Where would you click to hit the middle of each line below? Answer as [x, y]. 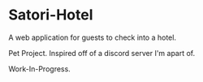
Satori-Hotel [51, 15]
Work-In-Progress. [39, 69]
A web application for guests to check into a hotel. [93, 37]
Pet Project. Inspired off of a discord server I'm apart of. [102, 53]
